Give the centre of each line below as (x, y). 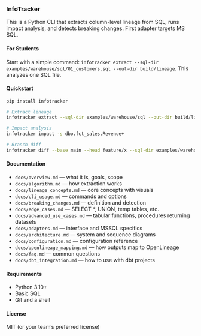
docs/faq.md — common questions (57, 254)
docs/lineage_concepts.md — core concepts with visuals (84, 190)
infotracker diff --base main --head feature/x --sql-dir (80, 150)
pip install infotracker (37, 101)
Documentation (26, 164)
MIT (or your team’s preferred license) (53, 327)
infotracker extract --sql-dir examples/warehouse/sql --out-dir (89, 118)
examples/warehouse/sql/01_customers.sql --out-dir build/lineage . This (98, 68)
